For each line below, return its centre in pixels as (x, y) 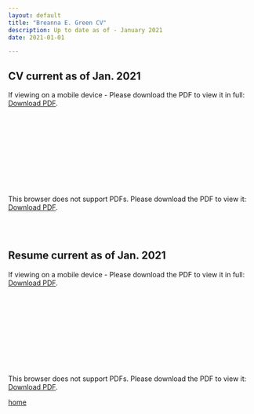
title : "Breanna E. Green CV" (58, 23)
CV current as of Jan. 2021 (74, 76)
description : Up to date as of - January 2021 (85, 30)
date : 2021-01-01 (36, 37)
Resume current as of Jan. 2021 (87, 256)
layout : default (34, 15)
